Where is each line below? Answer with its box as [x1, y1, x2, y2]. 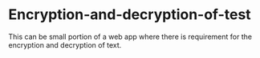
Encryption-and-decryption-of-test [8, 6, 251, 24]
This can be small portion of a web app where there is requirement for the [8, 32, 253, 41]
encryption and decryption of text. [8, 40, 122, 49]
